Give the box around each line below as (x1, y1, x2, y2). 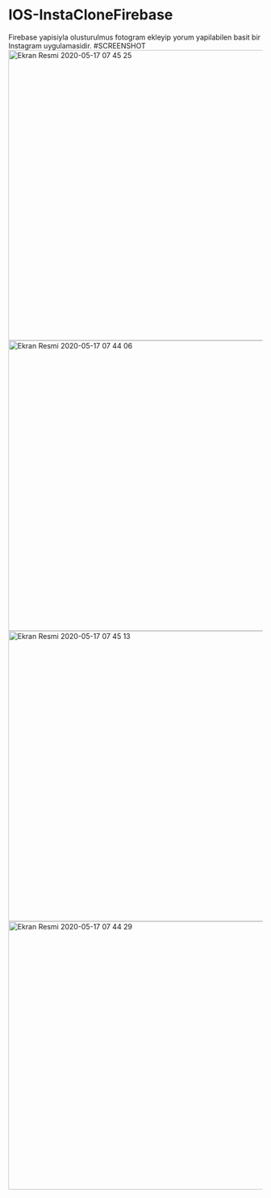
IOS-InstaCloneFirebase (8, 6, 173, 24)
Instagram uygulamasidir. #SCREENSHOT (8, 40, 147, 50)
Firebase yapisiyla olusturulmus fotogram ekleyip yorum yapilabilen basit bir (8, 32, 261, 42)
